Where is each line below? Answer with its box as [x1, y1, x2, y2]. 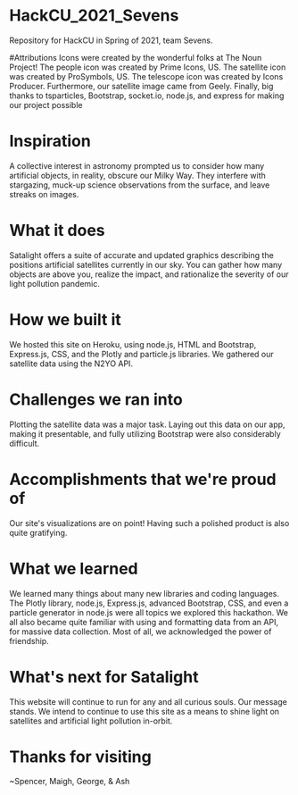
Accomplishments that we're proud [9, 469, 277, 490]
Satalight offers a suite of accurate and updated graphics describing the [9, 249, 274, 260]
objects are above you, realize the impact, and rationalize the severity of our [9, 269, 289, 280]
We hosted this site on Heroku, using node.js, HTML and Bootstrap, [9, 339, 257, 349]
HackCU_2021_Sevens [9, 5, 179, 26]
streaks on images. [9, 188, 79, 199]
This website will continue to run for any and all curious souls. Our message [9, 696, 287, 707]
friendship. [9, 635, 49, 646]
